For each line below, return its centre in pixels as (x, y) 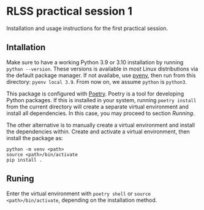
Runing (20, 179)
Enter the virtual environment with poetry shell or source (79, 193)
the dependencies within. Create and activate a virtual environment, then (98, 131)
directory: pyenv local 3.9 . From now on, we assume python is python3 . (96, 81)
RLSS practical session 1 (70, 11)
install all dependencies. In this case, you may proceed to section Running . (100, 113)
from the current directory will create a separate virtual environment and (97, 107)
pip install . (25, 160)
